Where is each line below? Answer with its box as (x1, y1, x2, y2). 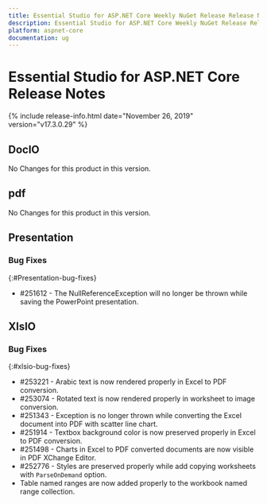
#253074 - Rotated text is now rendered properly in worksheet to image (19, 394, 256, 404)
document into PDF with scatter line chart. (19, 419, 158, 429)
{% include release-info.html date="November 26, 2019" (8, 111, 194, 121)
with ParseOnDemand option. (19, 470, 107, 479)
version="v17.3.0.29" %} (8, 120, 88, 130)
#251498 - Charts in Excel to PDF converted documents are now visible (19, 444, 254, 454)
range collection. (19, 487, 75, 497)
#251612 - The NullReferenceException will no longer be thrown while (19, 288, 248, 298)
